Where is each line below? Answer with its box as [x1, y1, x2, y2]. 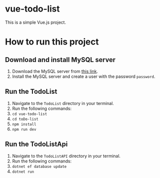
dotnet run [12, 169, 34, 174]
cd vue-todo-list [12, 111, 48, 117]
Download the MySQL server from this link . [12, 68, 98, 74]
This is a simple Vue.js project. [5, 19, 66, 25]
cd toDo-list [12, 117, 39, 121]
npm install [12, 122, 36, 127]
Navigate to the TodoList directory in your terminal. [12, 100, 114, 106]
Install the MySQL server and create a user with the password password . [12, 74, 156, 79]
